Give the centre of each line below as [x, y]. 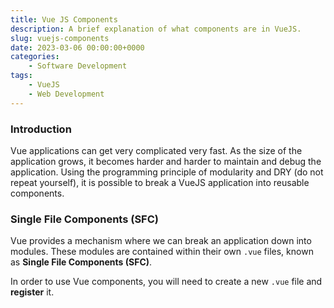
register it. [32, 292]
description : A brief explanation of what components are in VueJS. [156, 29]
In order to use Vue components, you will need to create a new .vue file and [166, 282]
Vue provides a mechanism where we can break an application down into [161, 241]
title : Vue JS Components [64, 19]
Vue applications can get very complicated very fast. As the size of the [156, 150]
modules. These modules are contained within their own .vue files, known [162, 252]
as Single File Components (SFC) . [81, 262]
